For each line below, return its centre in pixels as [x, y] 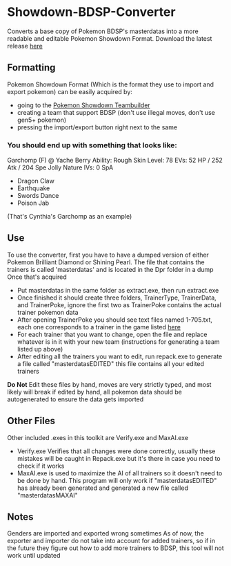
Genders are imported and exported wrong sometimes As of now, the [106, 533]
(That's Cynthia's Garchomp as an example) [70, 217]
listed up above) [40, 349]
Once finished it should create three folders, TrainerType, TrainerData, [117, 298]
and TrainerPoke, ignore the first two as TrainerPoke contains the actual [119, 304]
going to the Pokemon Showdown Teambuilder [83, 105]
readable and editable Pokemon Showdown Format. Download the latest [110, 38]
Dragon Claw [36, 181]
